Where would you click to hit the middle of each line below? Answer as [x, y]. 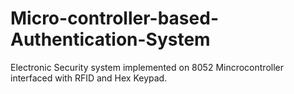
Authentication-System [110, 39]
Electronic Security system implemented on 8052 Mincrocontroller [147, 67]
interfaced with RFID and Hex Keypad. [89, 78]
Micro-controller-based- [114, 18]
